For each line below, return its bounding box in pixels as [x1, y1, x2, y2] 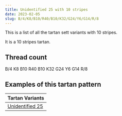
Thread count [5, 53, 47, 61]
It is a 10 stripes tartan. [5, 39, 51, 45]
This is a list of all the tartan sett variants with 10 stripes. [5, 30, 118, 36]
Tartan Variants [7, 95, 45, 101]
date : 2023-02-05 [5, 12, 40, 17]
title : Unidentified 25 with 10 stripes [5, 7, 88, 12]
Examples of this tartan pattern [5, 80, 101, 88]
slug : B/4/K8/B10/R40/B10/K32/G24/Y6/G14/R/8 [5, 16, 99, 21]
